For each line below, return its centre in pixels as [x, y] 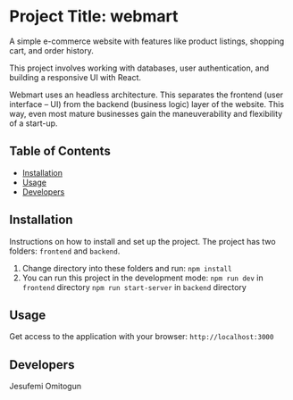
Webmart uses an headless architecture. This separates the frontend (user [146, 95]
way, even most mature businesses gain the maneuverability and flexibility [146, 113]
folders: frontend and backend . [65, 251]
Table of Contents [60, 151]
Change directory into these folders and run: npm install [127, 268]
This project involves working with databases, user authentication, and [139, 68]
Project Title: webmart [94, 17]
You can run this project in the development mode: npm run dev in [142, 278]
